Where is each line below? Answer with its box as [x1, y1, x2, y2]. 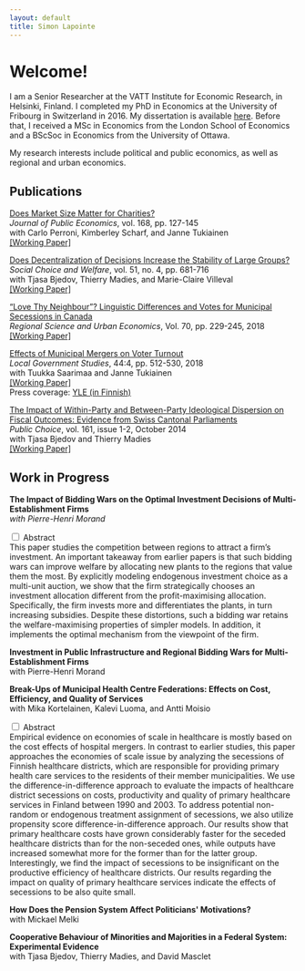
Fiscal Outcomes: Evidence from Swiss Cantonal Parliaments [9, 414, 239, 425]
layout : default [9, 13, 71, 23]
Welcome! [9, 61, 88, 82]
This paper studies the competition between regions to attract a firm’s [9, 542, 271, 553]
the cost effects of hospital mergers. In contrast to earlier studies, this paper [9, 741, 296, 752]
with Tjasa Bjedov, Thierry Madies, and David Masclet [9, 951, 211, 962]
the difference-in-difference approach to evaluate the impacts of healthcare [9, 780, 294, 791]
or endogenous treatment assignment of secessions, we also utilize [40, 809, 294, 821]
